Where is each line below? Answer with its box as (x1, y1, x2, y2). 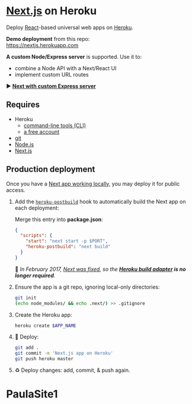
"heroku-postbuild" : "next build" (25, 244, 111, 250)
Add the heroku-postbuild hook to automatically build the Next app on (14, 198, 186, 205)
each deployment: (14, 204, 59, 212)
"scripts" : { (20, 233, 53, 239)
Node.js (14, 141, 34, 148)
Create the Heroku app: (14, 311, 72, 318)
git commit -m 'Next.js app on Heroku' (14, 351, 114, 356)
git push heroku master (14, 356, 74, 362)
